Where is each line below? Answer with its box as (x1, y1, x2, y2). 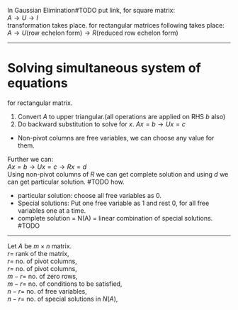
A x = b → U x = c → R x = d (7, 162, 87, 171)
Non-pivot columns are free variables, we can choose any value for (17, 133, 215, 142)
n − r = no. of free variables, (7, 287, 87, 295)
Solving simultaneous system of (7, 60, 201, 77)
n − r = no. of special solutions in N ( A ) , (7, 294, 118, 303)
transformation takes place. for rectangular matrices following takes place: (7, 21, 225, 29)
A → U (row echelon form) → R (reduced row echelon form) (7, 28, 178, 37)
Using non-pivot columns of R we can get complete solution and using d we (7, 170, 229, 178)
